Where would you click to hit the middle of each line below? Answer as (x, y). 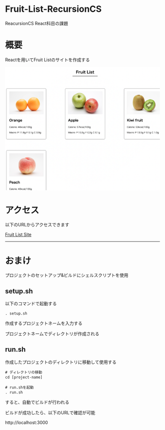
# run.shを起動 (19, 387)
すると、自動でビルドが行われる (37, 402)
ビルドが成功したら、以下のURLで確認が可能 (50, 412)
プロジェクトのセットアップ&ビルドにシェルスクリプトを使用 (67, 275)
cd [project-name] (24, 377)
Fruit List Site (18, 235)
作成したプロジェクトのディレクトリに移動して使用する (61, 362)
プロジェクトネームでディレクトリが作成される (52, 334)
